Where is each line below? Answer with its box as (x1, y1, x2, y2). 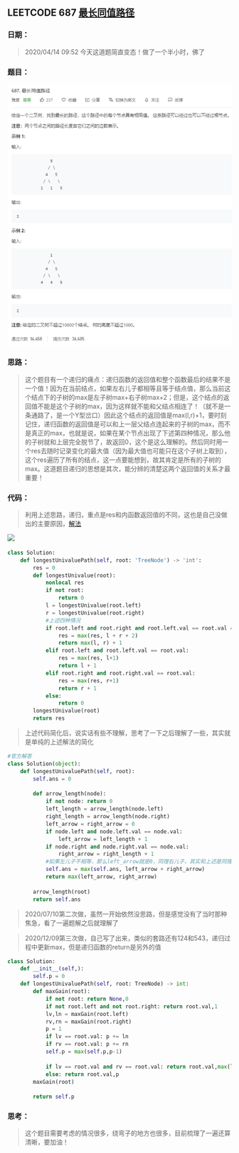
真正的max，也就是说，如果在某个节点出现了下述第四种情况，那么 (31, 428, 225, 437)
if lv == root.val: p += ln (45, 1033, 129, 1040)
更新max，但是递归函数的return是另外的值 (37, 942, 161, 951)
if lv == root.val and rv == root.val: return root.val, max (45, 1063, 228, 1070)
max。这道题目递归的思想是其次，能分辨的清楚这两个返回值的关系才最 (24, 464, 231, 473)
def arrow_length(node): (33, 790, 107, 797)
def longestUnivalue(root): (33, 572, 116, 579)
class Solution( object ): (7, 760, 81, 767)
